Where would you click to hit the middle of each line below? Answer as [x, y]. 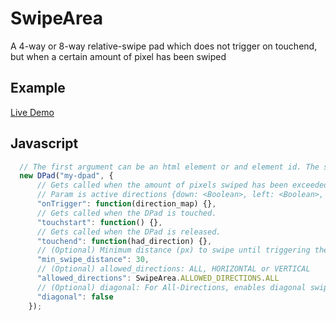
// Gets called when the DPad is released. [129, 232]
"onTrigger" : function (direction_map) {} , [126, 204]
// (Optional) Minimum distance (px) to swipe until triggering [173, 250]
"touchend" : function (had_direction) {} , [124, 241]
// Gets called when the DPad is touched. [126, 213]
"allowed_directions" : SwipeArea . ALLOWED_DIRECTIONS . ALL [158, 278]
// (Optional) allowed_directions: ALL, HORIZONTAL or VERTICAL [173, 269]
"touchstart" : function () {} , [99, 222]
